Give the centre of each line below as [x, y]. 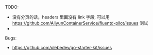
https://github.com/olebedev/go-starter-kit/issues [62, 47]
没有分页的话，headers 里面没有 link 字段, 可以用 [61, 17]
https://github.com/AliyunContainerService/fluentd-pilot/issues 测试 [80, 23]
